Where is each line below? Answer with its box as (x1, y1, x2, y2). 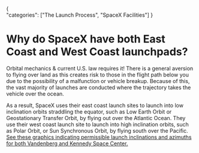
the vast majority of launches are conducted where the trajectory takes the (6, 84, 191, 91)
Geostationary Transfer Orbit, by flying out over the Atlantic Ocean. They (6, 114, 186, 121)
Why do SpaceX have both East (6, 32, 166, 46)
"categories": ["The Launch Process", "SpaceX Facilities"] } (6, 11, 153, 19)
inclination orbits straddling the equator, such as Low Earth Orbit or (6, 108, 172, 115)
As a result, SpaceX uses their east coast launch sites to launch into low (6, 102, 184, 109)
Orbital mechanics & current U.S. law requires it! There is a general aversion (6, 65, 194, 72)
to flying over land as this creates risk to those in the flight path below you (6, 71, 189, 78)
